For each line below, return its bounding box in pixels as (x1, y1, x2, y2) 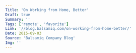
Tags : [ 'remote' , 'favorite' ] (5, 21, 69, 27)
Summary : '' (5, 17, 30, 22)
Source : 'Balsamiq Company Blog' (5, 36, 76, 41)
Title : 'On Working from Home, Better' (5, 7, 89, 13)
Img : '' (5, 40, 22, 45)
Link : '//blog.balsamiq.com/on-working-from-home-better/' (5, 26, 132, 31)
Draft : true (5, 12, 30, 17)
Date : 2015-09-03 (5, 31, 42, 36)
